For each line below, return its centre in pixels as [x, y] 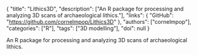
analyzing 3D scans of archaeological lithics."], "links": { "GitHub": [90, 15]
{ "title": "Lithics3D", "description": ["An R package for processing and [95, 9]
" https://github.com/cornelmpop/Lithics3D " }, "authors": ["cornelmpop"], [99, 22]
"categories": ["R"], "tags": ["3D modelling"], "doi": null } [78, 28]
